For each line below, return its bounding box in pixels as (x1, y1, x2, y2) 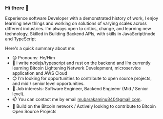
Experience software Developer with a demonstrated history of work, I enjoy (5, 16, 159, 21)
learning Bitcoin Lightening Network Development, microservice (12, 65, 141, 71)
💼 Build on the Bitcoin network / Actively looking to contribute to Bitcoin (12, 103, 156, 109)
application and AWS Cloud (12, 70, 67, 76)
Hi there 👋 (5, 4, 29, 11)
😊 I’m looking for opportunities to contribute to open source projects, (12, 75, 152, 82)
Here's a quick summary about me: (5, 46, 76, 51)
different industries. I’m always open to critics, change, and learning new (5, 26, 151, 32)
